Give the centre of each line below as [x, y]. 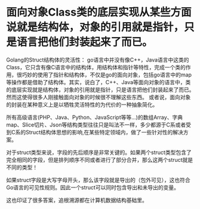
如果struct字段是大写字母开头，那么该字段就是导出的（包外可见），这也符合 [99, 180]
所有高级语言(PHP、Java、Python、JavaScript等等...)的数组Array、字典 [95, 117]
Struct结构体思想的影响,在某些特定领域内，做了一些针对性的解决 [104, 132]
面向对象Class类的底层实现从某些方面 [99, 12]
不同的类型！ [22, 167]
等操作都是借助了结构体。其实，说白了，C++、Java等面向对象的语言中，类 [99, 82]
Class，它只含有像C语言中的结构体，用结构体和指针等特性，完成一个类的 [96, 67]
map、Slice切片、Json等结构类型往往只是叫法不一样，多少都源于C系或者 [96, 125]
